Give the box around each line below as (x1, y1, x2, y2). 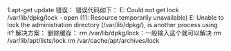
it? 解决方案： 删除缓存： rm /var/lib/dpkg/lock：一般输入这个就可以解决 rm (7, 29, 221, 37)
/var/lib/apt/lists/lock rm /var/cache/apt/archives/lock (7, 37, 160, 44)
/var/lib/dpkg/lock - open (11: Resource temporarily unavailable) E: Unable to (7, 14, 225, 22)
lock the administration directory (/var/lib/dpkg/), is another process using (7, 21, 218, 29)
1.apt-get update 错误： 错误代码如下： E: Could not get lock (7, 6, 179, 14)
